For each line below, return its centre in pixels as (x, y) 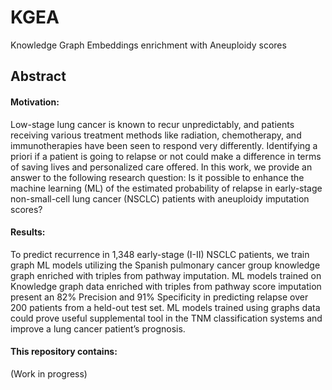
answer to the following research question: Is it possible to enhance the (157, 177)
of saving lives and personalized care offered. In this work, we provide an (161, 167)
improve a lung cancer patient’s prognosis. (98, 328)
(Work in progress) (49, 373)
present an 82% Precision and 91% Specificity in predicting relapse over (159, 297)
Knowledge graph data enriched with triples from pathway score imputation (166, 286)
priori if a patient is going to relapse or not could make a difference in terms (166, 156)
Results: (28, 232)
